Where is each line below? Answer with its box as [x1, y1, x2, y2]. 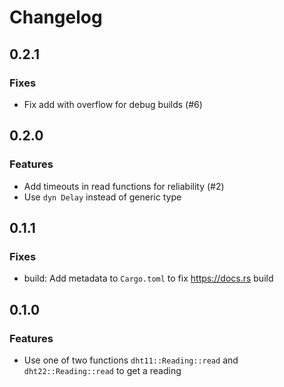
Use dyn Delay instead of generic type [23, 191, 182, 203]
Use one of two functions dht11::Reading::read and [23, 354, 239, 366]
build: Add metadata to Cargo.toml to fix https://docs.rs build [23, 272, 274, 285]
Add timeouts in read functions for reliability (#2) [23, 180, 225, 192]
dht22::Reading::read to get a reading [23, 364, 182, 376]
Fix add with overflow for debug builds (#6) [23, 98, 203, 110]
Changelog [9, 6, 103, 29]
